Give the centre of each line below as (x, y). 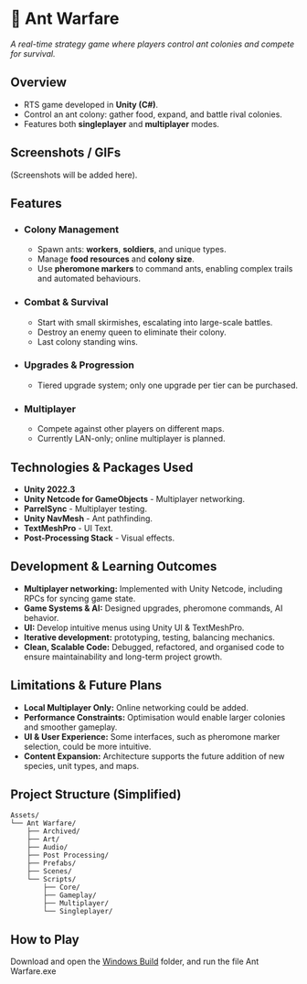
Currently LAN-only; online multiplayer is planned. (131, 439)
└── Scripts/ (52, 880)
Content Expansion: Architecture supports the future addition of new (154, 756)
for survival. (33, 53)
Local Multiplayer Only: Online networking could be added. (136, 707)
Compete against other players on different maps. (131, 429)
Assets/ (25, 816)
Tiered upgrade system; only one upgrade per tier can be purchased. (168, 385)
